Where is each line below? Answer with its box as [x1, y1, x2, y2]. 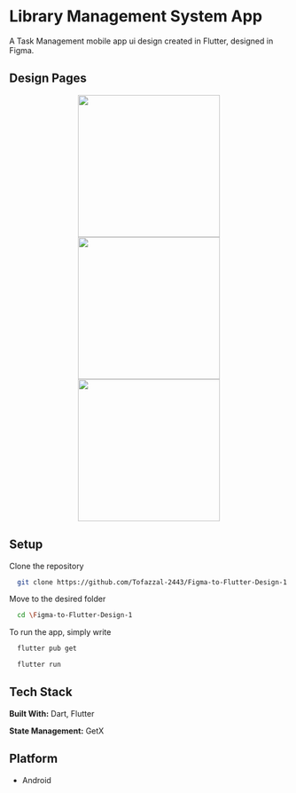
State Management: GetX [9, 726, 105, 736]
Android [21, 774, 51, 785]
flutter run [17, 660, 62, 670]
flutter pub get [17, 644, 77, 654]
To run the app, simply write [9, 627, 112, 638]
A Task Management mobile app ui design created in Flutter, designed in [9, 36, 274, 46]
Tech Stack [9, 685, 73, 700]
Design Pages [9, 71, 87, 86]
